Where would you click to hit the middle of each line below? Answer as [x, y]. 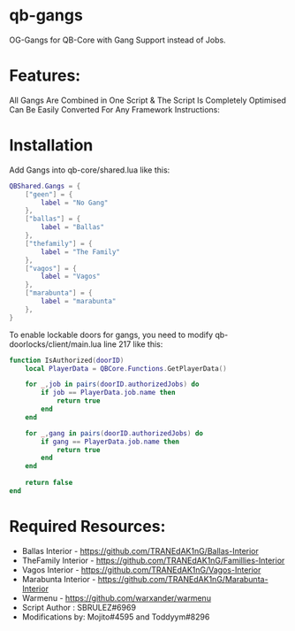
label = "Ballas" [72, 227]
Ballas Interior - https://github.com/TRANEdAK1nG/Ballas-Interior [140, 550]
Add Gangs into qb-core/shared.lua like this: [90, 170]
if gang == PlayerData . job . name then [110, 442]
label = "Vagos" [71, 277]
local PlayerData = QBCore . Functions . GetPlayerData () [126, 368]
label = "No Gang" [75, 203]
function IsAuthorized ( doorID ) [67, 360]
